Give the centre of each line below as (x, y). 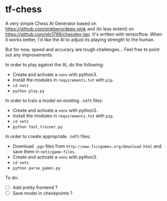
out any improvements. (29, 55)
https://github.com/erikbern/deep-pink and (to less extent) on (70, 28)
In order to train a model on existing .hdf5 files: (54, 100)
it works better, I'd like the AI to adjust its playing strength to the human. (80, 40)
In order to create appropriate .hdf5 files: (48, 136)
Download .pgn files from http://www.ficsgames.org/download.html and (87, 146)
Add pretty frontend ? (35, 187)
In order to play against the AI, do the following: (55, 64)
